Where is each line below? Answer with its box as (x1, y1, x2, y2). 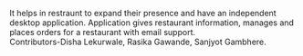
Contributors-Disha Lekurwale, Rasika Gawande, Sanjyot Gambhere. (9, 36, 266, 47)
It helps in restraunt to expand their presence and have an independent (9, 8, 277, 18)
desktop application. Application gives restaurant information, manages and (9, 17, 295, 28)
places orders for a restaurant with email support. (9, 27, 196, 37)
